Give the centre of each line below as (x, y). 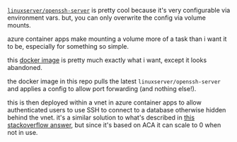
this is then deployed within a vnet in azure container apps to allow (104, 102)
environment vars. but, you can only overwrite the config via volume (107, 18)
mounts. (19, 25)
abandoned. (25, 67)
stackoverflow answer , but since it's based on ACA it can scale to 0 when (114, 125)
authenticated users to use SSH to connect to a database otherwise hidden (117, 110)
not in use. (23, 132)
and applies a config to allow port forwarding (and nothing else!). (102, 89)
